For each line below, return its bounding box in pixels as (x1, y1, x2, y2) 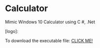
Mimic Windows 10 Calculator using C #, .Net (5, 19, 96, 25)
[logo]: (5, 28, 18, 34)
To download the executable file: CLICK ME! (5, 37, 93, 44)
